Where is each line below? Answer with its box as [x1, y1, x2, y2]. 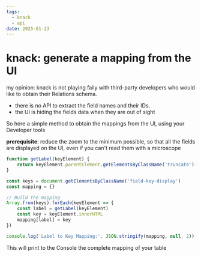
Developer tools [6, 127, 46, 134]
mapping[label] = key [17, 217, 71, 223]
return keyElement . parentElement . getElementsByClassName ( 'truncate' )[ [17, 162, 197, 168]
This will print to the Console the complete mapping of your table [6, 244, 167, 251]
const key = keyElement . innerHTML [17, 211, 103, 217]
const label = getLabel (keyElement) [17, 205, 109, 212]
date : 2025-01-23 [6, 25, 50, 32]
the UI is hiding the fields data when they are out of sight [14, 109, 155, 116]
